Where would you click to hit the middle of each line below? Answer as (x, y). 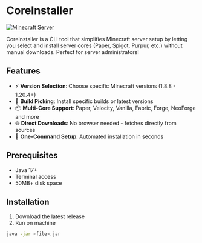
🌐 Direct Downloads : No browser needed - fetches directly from (96, 123)
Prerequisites (32, 155)
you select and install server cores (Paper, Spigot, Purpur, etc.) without (94, 45)
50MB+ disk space (38, 183)
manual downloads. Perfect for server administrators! (73, 52)
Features (23, 71)
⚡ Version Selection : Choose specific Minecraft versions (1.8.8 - (95, 86)
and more (27, 116)
